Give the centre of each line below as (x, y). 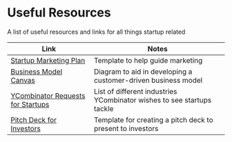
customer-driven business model (148, 80)
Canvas (23, 80)
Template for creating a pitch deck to (154, 120)
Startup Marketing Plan (48, 60)
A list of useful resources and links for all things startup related (96, 32)
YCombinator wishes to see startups (153, 100)
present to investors (126, 128)
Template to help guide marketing (148, 60)
